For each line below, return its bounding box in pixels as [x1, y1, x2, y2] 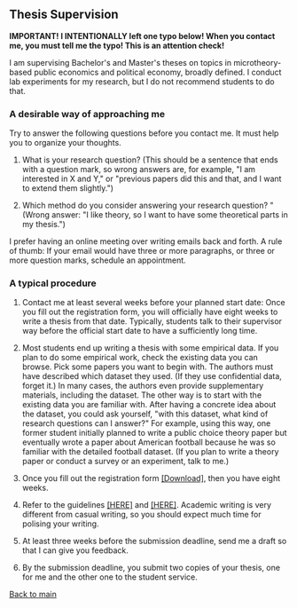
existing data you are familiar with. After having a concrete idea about [21, 399, 277, 410]
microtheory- [233, 57, 282, 67]
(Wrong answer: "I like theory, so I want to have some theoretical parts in [21, 209, 288, 220]
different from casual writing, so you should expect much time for [21, 509, 262, 520]
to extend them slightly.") [21, 183, 113, 193]
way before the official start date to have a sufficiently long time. [21, 326, 258, 336]
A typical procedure [9, 277, 98, 289]
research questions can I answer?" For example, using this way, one [21, 418, 271, 429]
